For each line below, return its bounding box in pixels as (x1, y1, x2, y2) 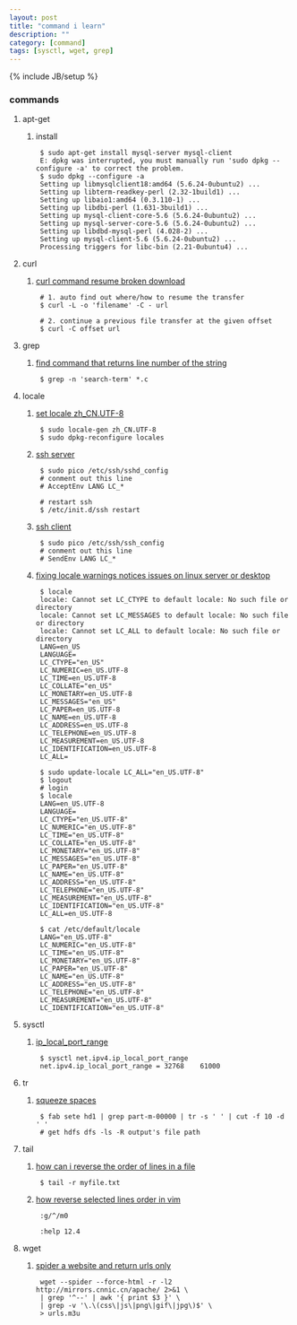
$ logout (39, 776, 73, 785)
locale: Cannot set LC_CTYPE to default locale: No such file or (39, 596, 289, 605)
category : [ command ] (9, 38, 87, 48)
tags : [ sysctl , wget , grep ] (9, 47, 115, 56)
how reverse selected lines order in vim (35, 1194, 182, 1205)
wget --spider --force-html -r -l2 (39, 1277, 173, 1287)
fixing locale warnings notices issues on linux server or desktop (35, 571, 271, 581)
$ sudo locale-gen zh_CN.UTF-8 (39, 425, 157, 435)
